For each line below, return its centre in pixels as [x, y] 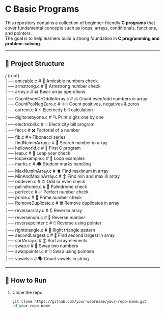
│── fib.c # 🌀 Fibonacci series [35, 137]
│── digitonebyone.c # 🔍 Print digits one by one [55, 117]
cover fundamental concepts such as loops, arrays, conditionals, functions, [81, 28]
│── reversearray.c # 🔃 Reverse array [44, 210]
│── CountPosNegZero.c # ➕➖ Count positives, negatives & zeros [72, 104]
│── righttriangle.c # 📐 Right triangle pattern [50, 230]
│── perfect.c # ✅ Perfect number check [47, 192]
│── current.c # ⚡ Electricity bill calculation [49, 110]
